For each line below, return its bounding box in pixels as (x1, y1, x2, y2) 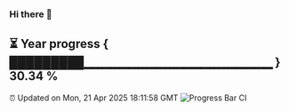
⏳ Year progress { (9, 36, 109, 52)
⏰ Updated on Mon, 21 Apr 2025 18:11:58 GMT (9, 92, 179, 103)
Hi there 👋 (9, 8, 53, 20)
